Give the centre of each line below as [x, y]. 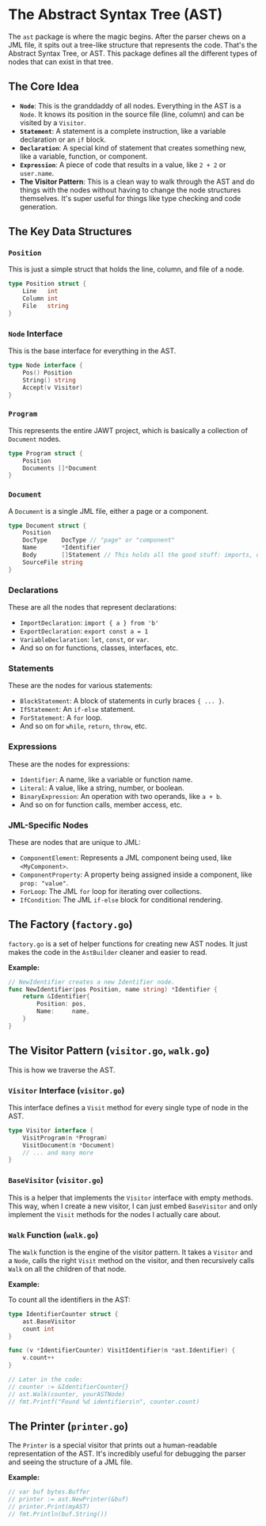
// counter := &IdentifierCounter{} [68, 1387]
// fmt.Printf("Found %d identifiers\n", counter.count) [104, 1402]
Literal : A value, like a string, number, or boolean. [102, 788]
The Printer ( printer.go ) [68, 1426]
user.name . [37, 173]
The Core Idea [44, 87]
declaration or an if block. [63, 139]
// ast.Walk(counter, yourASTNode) [67, 1394]
